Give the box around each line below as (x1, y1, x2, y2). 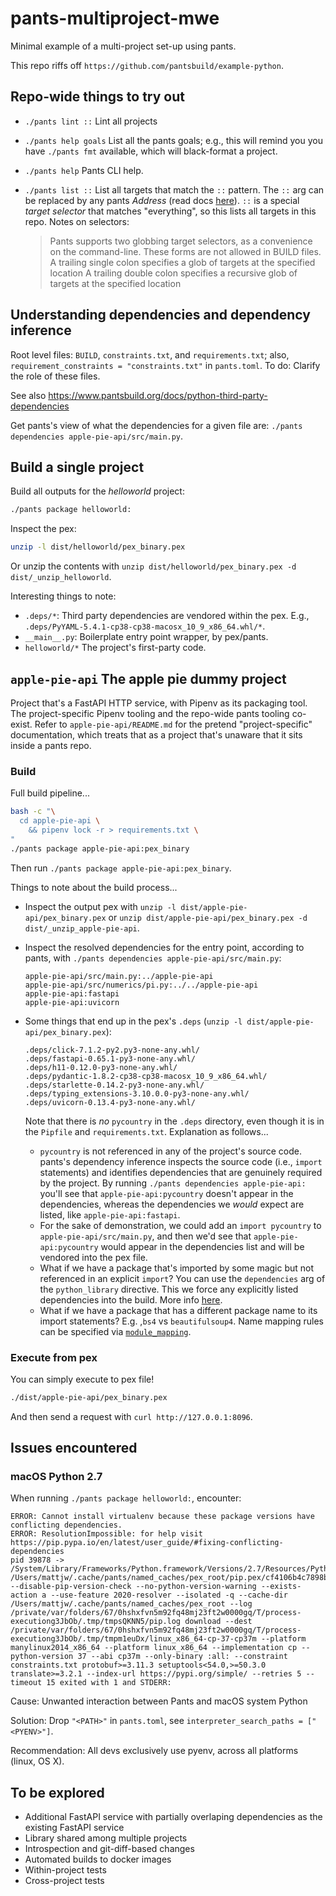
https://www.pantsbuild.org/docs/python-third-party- (48, 389, 268, 401)
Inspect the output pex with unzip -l (24, 900, 177, 912)
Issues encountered (10, 1440, 138, 1457)
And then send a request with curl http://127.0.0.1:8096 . (10, 1410, 253, 1422)
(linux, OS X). (10, 1755, 65, 1767)
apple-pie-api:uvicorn (24, 997, 120, 1007)
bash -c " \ (10, 807, 56, 817)
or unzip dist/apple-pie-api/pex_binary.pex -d (108, 911, 308, 923)
